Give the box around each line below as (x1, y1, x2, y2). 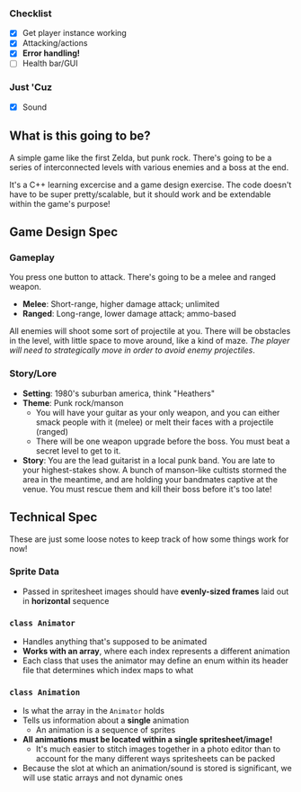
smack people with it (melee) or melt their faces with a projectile (35, 417, 274, 427)
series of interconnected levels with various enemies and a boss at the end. (9, 161, 289, 173)
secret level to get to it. (35, 445, 121, 456)
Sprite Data (9, 565, 60, 578)
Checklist (9, 7, 52, 20)
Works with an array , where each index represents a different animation (22, 646, 290, 657)
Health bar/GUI (22, 58, 78, 69)
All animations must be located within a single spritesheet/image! (22, 734, 273, 745)
